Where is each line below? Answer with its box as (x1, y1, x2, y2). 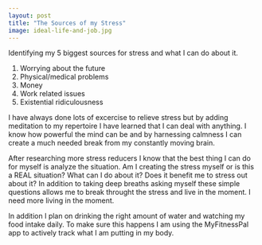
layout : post (8, 11, 52, 20)
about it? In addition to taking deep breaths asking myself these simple (8, 179, 240, 189)
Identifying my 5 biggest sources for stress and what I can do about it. (8, 49, 239, 58)
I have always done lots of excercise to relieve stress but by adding (8, 113, 229, 122)
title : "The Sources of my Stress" (8, 19, 127, 27)
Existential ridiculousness (19, 97, 104, 107)
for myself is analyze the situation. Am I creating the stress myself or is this (8, 162, 255, 172)
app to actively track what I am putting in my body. (8, 228, 174, 238)
